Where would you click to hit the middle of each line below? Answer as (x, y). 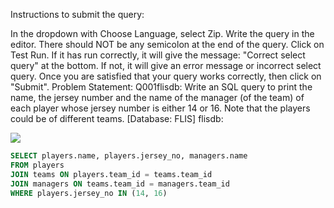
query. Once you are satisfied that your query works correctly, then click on (166, 76)
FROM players (37, 165)
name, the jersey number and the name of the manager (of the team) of (157, 97)
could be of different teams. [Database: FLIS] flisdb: (117, 118)
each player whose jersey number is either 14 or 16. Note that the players (160, 108)
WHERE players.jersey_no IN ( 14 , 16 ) (89, 193)
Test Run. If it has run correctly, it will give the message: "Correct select (158, 55)
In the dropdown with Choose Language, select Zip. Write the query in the (162, 33)
